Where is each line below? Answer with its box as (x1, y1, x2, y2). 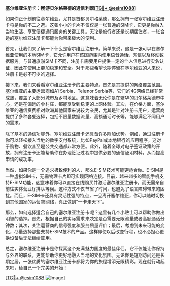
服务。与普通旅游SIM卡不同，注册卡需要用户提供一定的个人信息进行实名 (9, 58, 160, 64)
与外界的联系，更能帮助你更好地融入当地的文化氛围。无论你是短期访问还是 (5, 252, 160, 258)
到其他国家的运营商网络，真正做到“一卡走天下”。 (5, 199, 107, 205)
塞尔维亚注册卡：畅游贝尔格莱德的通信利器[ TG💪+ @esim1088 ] (5, 5, 136, 11)
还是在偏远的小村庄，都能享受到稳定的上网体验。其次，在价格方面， (14, 101, 156, 107)
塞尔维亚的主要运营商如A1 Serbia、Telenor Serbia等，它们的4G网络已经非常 (5, 88, 163, 94)
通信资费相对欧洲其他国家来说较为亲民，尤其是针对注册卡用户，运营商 (18, 107, 165, 113)
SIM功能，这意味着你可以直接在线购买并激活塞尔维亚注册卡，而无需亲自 (14, 180, 164, 185)
